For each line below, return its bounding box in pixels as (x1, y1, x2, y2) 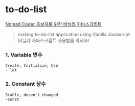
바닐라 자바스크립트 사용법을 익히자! (17, 37, 89, 43)
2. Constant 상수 (5, 81, 46, 88)
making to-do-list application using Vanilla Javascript (17, 31, 130, 37)
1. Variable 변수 (5, 51, 42, 58)
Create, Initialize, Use (5, 63, 58, 68)
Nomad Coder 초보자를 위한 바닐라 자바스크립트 (5, 21, 102, 27)
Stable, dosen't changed (5, 92, 58, 97)
